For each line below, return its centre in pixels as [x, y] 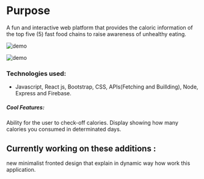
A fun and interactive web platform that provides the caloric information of [100, 27]
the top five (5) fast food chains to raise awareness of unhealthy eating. [96, 34]
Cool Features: [25, 107]
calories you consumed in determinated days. [64, 130]
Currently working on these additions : [81, 148]
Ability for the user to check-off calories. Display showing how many [93, 123]
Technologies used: [36, 73]
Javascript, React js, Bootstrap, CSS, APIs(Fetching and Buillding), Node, [107, 87]
